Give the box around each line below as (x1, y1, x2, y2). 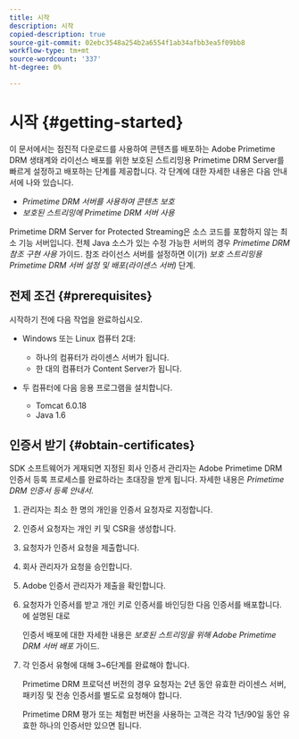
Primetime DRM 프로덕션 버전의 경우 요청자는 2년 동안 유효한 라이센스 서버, (21, 679, 287, 690)
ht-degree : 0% (9, 64, 62, 72)
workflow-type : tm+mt (9, 47, 90, 55)
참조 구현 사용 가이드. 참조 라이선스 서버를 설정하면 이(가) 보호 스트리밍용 (9, 248, 262, 259)
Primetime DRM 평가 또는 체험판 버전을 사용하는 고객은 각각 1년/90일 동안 (21, 709, 281, 720)
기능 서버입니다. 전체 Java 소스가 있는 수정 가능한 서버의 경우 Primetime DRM (18, 237, 290, 248)
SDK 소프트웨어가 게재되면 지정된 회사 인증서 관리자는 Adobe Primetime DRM (9, 463, 283, 474)
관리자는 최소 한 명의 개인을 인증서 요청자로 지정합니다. (21, 505, 213, 515)
